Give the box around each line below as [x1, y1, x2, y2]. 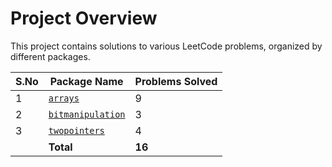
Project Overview [10, 7, 158, 30]
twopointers [48, 125, 105, 136]
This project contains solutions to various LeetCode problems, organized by [10, 40, 323, 52]
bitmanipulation [48, 108, 126, 120]
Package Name [49, 74, 124, 88]
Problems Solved [134, 74, 218, 88]
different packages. [10, 50, 91, 62]
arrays [48, 92, 80, 104]
